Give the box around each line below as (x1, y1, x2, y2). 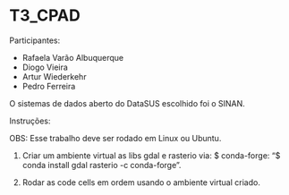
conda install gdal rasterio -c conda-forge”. (21, 159, 182, 170)
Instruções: (9, 115, 51, 126)
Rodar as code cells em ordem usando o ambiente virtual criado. (21, 176, 261, 188)
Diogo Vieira (21, 62, 69, 72)
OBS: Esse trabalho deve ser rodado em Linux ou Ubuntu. (9, 132, 222, 143)
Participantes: (9, 35, 61, 46)
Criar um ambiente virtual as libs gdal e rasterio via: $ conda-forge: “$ (21, 149, 281, 161)
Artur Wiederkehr (21, 71, 87, 81)
